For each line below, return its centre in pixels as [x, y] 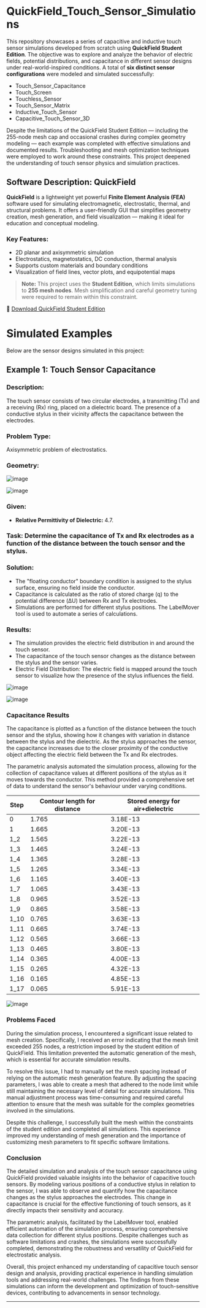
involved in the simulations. [41, 1110]
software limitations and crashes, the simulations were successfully [92, 1242]
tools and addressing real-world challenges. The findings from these [93, 1279]
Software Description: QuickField [71, 182]
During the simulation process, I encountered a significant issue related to [100, 1033]
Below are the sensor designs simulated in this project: [75, 350]
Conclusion [24, 1158]
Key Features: [28, 239]
